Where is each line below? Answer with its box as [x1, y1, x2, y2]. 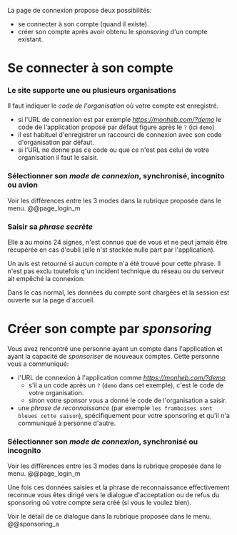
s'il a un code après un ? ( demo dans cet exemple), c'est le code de [28, 381, 223, 389]
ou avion [7, 180, 38, 190]
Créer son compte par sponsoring [7, 321, 212, 337]
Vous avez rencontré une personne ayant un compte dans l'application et [7, 345, 223, 353]
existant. [17, 35, 44, 44]
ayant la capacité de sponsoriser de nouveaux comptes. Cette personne [7, 352, 220, 361]
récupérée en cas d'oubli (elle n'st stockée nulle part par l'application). [7, 245, 216, 254]
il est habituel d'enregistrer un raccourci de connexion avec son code [17, 131, 222, 139]
